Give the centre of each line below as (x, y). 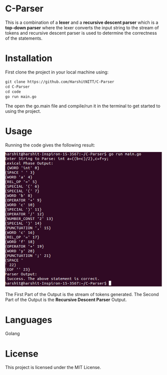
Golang (12, 334)
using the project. (23, 111)
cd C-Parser (17, 87)
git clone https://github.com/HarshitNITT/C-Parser (60, 82)
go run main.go (21, 97)
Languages (29, 320)
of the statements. (24, 38)
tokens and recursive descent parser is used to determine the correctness (81, 33)
